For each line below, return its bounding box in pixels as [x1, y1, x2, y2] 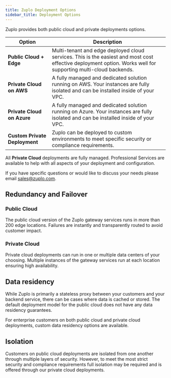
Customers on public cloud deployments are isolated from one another [5, 351, 154, 357]
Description [93, 38, 122, 45]
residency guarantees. [5, 307, 52, 313]
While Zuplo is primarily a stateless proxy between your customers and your [5, 291, 165, 297]
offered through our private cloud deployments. [5, 367, 105, 373]
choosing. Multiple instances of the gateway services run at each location [5, 257, 160, 264]
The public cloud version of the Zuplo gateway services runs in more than [5, 217, 160, 223]
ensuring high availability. [5, 263, 59, 269]
